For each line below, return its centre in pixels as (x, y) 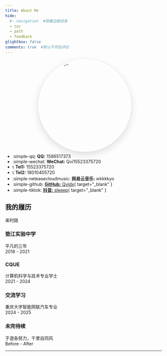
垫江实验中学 (21, 234)
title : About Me (22, 10)
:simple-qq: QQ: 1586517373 (42, 156)
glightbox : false (23, 42)
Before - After (19, 344)
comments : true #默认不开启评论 (37, 47)
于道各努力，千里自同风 (29, 338)
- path (16, 32)
